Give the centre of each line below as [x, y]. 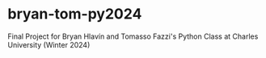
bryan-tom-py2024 [75, 14]
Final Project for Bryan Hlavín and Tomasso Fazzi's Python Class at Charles [133, 36]
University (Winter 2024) [49, 44]
